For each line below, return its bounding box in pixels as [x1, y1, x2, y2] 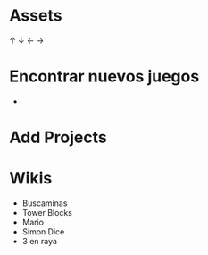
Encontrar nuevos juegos [9, 66, 200, 87]
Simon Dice [21, 226, 65, 237]
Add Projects [9, 127, 107, 148]
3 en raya [21, 236, 58, 246]
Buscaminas [21, 198, 68, 208]
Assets [9, 5, 62, 26]
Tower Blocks [21, 208, 73, 217]
